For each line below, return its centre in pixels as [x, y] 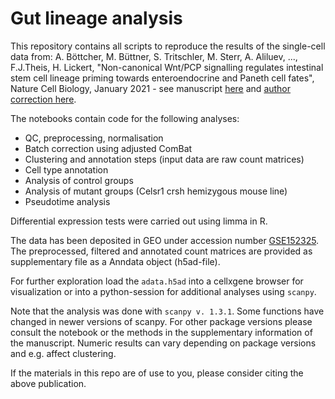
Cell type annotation [66, 169]
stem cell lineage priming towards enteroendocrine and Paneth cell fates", [162, 78]
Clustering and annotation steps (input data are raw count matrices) [164, 159]
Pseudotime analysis [67, 201]
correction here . [43, 99]
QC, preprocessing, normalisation [94, 138]
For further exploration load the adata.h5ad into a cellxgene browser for [157, 281]
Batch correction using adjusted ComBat [108, 148]
